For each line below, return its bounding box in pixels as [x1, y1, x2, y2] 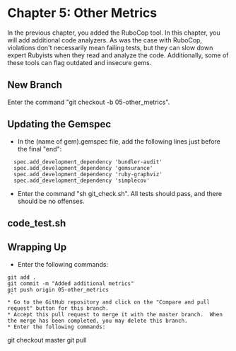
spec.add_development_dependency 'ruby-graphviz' [13, 171, 163, 178]
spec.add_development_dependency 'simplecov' [13, 177, 151, 184]
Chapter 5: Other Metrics [7, 5, 158, 21]
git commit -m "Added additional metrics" [7, 280, 134, 287]
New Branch [7, 79, 62, 91]
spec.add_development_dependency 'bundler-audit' [13, 158, 163, 166]
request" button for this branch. [7, 304, 110, 312]
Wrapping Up [7, 241, 67, 253]
